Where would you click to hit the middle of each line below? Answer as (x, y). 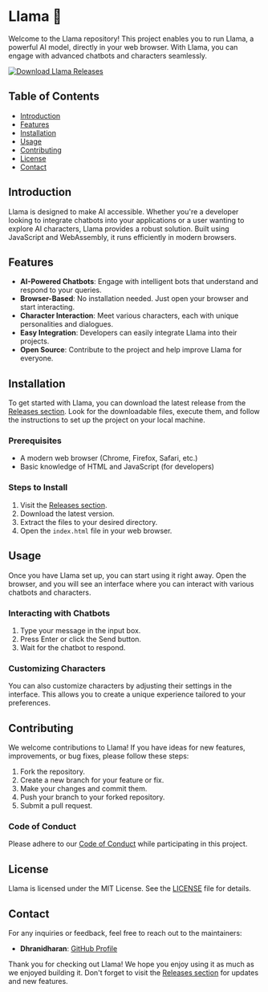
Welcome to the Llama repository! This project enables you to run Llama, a (131, 39)
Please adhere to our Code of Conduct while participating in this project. (128, 844)
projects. (35, 341)
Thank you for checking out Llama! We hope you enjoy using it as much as (131, 964)
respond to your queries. (61, 290)
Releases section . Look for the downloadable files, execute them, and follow (134, 412)
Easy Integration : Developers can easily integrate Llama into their (128, 333)
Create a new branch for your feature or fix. (92, 780)
